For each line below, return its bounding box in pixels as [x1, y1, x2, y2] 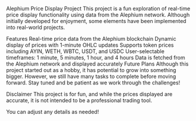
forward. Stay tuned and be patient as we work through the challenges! [6, 79, 181, 86]
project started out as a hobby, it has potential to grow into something [6, 67, 176, 73]
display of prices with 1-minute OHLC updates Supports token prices [6, 41, 174, 48]
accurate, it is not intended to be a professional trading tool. [6, 97, 153, 104]
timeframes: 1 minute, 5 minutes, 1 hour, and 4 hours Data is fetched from [6, 54, 185, 61]
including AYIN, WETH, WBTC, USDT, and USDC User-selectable [6, 48, 165, 55]
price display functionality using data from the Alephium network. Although [6, 11, 190, 18]
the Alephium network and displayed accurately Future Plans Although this [6, 60, 189, 67]
